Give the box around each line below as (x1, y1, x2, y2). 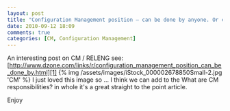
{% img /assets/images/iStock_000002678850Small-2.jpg (57, 69, 222, 77)
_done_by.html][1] (7, 69, 57, 77)
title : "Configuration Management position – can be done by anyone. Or (7, 16, 219, 23)
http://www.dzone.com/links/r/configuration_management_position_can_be (9, 61, 222, 69)
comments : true (7, 29, 51, 36)
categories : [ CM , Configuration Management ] (7, 35, 136, 42)
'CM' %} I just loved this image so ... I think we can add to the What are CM (7, 76, 219, 84)
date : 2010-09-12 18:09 (7, 22, 75, 29)
